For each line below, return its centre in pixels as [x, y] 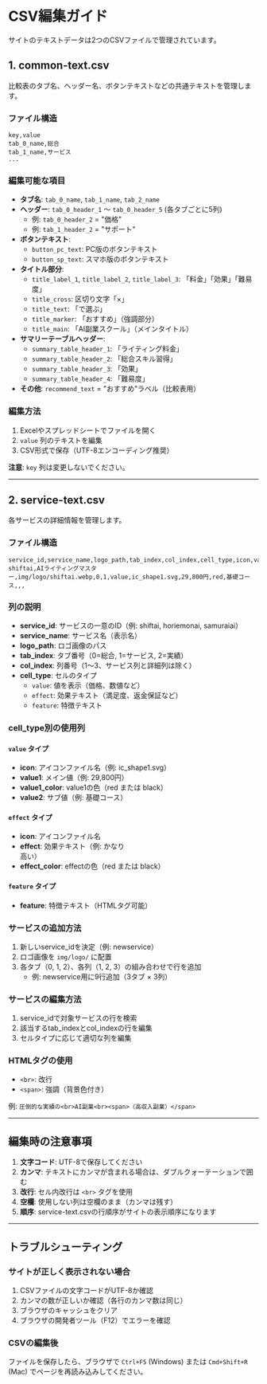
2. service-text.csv [57, 500]
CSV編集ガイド [58, 16]
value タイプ [29, 748]
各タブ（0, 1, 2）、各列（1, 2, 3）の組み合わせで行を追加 [110, 966]
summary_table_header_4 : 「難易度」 [90, 378]
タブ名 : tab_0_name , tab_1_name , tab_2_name [90, 199]
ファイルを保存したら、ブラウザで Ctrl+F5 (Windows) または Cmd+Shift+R [128, 1362]
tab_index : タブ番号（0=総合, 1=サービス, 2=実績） [104, 656]
